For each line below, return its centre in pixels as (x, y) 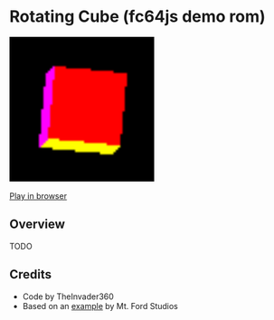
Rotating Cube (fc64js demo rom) (137, 17)
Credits (31, 274)
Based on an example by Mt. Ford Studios (100, 306)
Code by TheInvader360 (68, 296)
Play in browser (38, 195)
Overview (38, 225)
